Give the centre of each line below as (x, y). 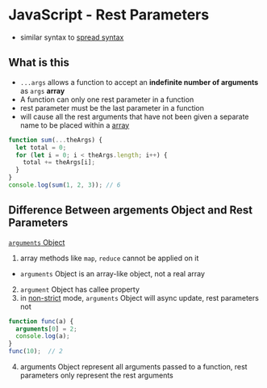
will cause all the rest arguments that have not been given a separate (134, 116)
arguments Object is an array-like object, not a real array (113, 273)
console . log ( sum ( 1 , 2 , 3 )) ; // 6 (65, 185)
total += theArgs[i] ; (59, 162)
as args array (42, 91)
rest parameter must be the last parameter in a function (112, 108)
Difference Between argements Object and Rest (131, 211)
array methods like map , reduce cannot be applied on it (109, 258)
